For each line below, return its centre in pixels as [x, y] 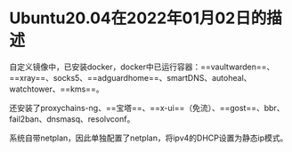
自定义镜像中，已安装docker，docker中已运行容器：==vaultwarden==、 [142, 67]
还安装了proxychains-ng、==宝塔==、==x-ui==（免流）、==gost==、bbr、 [147, 108]
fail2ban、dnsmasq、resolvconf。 [72, 119]
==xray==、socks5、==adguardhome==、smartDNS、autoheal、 [130, 77]
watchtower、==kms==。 [57, 89]
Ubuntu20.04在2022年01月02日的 [138, 18]
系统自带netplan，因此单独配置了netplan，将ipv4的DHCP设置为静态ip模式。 [149, 138]
